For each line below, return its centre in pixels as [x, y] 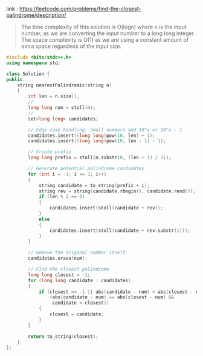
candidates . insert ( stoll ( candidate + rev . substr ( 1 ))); [120, 230]
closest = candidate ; [76, 314]
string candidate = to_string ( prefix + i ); [94, 185]
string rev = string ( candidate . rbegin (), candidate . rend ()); [117, 191]
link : [12, 9]
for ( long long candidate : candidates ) [79, 280]
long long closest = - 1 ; [59, 275]
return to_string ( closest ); [63, 336]
